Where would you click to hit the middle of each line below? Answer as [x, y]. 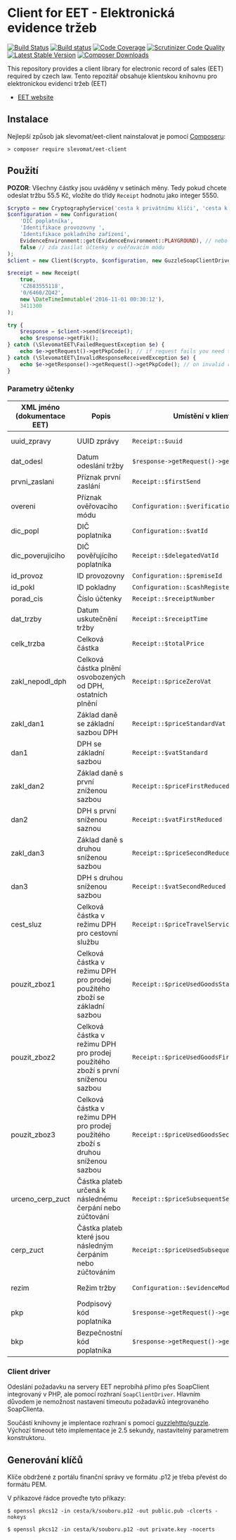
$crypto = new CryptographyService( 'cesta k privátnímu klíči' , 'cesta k [118, 208]
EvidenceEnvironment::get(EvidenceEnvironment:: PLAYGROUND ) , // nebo [124, 241]
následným [95, 1246]
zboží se [91, 997]
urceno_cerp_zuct [40, 1198]
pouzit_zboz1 [33, 984]
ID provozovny [101, 575]
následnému [97, 1198]
